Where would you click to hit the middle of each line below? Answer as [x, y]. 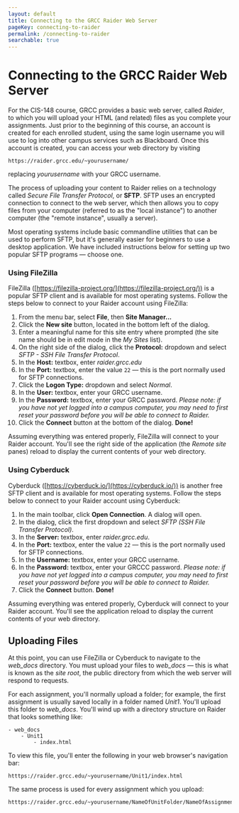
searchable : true [34, 40]
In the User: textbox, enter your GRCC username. [90, 393]
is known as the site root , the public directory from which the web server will [120, 673]
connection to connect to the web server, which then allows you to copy [113, 203]
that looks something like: [46, 717]
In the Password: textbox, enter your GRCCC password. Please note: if [122, 567]
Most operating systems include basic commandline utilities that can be [113, 232]
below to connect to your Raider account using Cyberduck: [94, 501]
